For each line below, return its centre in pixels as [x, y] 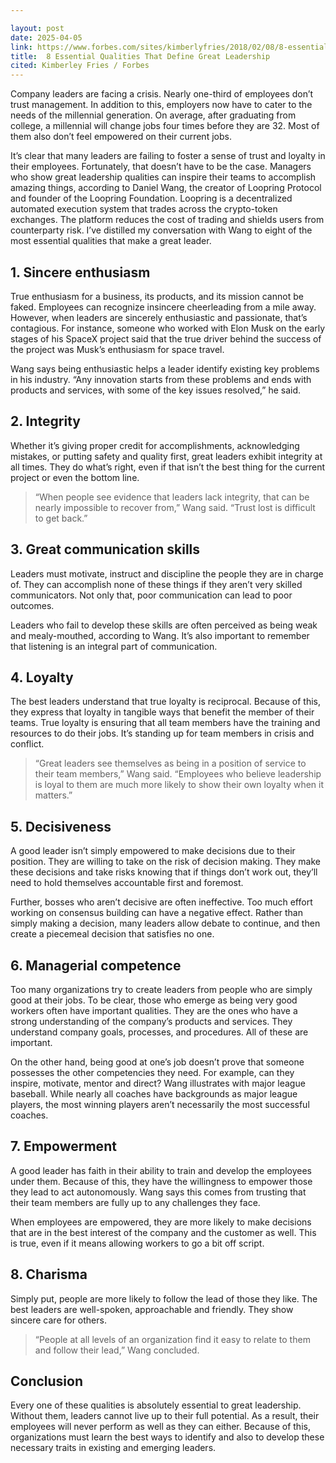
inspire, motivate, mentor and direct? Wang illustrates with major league [158, 1083]
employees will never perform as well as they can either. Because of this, [160, 1427]
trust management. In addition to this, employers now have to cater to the [161, 105]
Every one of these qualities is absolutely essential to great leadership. [156, 1405]
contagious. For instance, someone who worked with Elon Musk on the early [168, 328]
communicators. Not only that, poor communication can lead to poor [151, 595]
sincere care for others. [58, 1320]
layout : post [37, 28]
